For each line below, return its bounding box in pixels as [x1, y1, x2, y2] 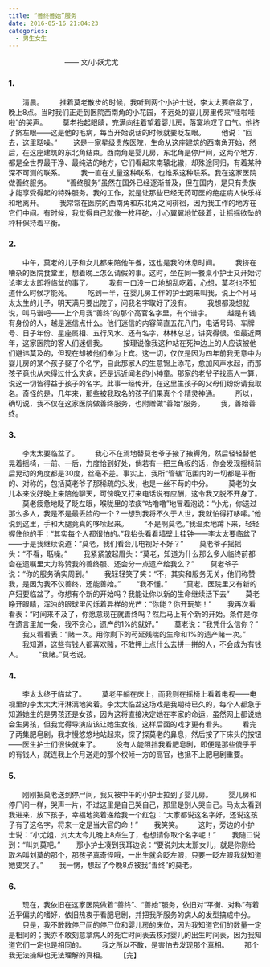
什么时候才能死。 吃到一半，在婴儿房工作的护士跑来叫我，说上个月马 [14, 287, 257, 298]
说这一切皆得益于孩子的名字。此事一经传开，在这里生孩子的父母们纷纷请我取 [8, 378, 262, 388]
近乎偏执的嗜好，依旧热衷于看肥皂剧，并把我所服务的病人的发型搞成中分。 [8, 910, 255, 920]
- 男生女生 [15, 34, 47, 43]
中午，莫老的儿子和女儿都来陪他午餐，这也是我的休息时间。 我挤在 [22, 257, 257, 267]
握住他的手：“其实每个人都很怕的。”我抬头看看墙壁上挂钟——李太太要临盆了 [8, 529, 258, 539]
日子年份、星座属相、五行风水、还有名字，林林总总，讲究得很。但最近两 [22, 327, 262, 338]
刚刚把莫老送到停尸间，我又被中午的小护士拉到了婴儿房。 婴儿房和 [22, 789, 257, 799]
